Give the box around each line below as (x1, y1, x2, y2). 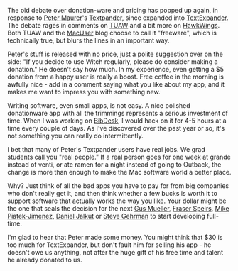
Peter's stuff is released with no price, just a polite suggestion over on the (7, 50, 224, 58)
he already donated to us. (7, 255, 82, 264)
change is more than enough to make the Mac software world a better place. (7, 168, 232, 176)
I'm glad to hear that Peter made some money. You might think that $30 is (7, 233, 223, 241)
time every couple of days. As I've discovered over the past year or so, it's (7, 124, 225, 132)
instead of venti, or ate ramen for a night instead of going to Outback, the (7, 160, 222, 169)
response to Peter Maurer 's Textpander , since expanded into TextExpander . (7, 13, 229, 22)
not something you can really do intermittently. (7, 131, 144, 140)
